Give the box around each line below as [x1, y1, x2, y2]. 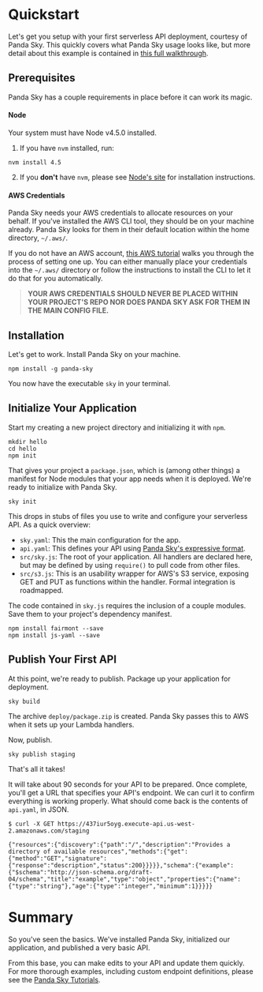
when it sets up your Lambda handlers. [8, 720, 135, 729]
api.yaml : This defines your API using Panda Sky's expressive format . [19, 543, 246, 553]
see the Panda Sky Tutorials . [8, 975, 101, 984]
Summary [8, 908, 73, 926]
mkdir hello [8, 438, 47, 445]
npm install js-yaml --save [8, 631, 101, 639]
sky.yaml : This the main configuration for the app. [19, 535, 181, 544]
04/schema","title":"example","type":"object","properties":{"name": [8, 875, 242, 883]
